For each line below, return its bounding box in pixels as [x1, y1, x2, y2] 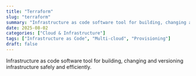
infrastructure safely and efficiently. [6, 63, 92, 70]
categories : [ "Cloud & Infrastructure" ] [6, 30, 106, 36]
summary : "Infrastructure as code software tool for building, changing [6, 19, 187, 25]
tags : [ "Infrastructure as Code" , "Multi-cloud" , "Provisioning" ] [6, 36, 171, 42]
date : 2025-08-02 [6, 25, 48, 31]
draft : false [6, 42, 38, 47]
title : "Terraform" [6, 8, 54, 15]
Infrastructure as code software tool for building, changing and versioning [6, 57, 184, 64]
